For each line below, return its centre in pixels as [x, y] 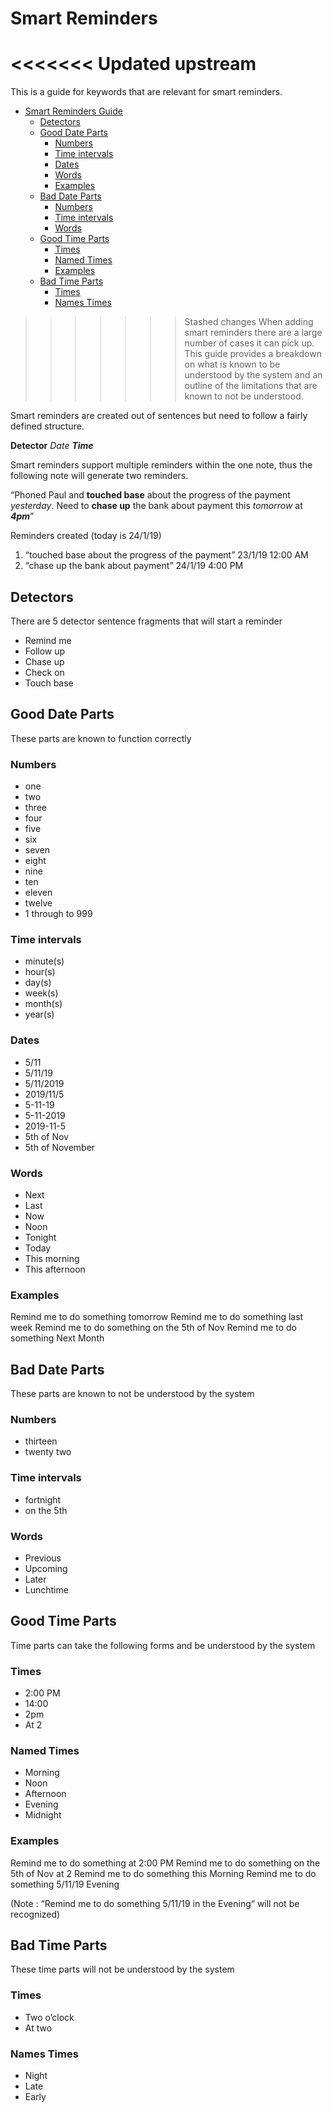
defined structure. [47, 426]
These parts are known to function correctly [101, 738]
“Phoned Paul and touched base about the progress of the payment [150, 495]
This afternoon [55, 1269]
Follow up [45, 651]
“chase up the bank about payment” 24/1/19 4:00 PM [134, 566]
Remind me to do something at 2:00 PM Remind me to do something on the [165, 1863]
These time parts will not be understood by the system [122, 1969]
